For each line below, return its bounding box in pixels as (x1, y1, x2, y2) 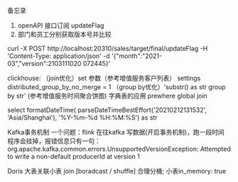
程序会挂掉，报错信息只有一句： (7, 137, 101, 145)
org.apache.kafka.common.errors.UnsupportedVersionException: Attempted (7, 144, 231, 153)
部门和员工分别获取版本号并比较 (17, 30, 112, 38)
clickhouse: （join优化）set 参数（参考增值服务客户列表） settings (7, 74, 201, 82)
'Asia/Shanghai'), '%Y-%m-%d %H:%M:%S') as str (7, 113, 158, 122)
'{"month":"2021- (111, 52, 163, 60)
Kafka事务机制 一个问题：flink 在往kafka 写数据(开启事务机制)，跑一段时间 (7, 128, 225, 136)
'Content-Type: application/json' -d (7, 52, 110, 60)
